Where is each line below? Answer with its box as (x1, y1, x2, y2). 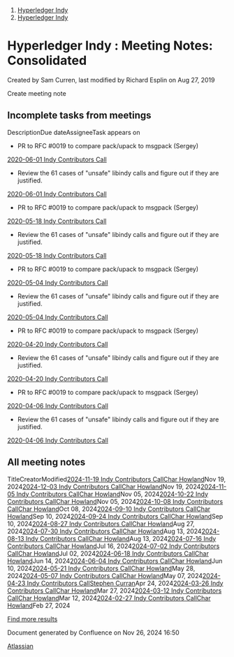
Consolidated (7, 52, 87, 68)
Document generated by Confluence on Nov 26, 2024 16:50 (7, 628, 180, 637)
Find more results (7, 614, 58, 623)
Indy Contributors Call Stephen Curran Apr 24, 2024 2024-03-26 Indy (27, 579, 224, 587)
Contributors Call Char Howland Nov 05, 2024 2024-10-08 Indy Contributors (7, 497, 224, 505)
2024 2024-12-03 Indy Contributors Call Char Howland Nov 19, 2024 (7, 482, 201, 491)
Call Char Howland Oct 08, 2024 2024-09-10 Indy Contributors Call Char (7, 505, 211, 513)
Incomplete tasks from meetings (7, 110, 152, 122)
